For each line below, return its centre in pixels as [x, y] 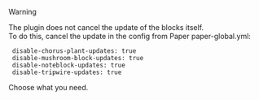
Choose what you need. [48, 87]
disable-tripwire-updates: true [67, 72]
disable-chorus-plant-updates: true [74, 51]
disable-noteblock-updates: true [69, 65]
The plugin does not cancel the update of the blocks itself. [106, 27]
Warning [22, 12]
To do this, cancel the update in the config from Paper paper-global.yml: [129, 36]
